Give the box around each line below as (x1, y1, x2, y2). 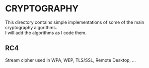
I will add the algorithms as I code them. (5, 30, 87, 35)
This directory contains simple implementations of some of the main (5, 19, 145, 25)
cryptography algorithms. (5, 24, 57, 30)
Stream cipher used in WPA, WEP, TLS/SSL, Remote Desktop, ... (5, 57, 136, 63)
